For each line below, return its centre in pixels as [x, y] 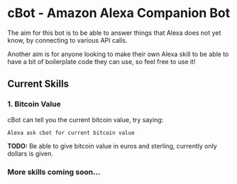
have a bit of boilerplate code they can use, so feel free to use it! [101, 61]
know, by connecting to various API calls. [67, 40]
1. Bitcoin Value [34, 104]
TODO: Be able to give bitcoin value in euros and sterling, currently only [112, 146]
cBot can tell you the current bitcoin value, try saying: [86, 119]
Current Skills [38, 84]
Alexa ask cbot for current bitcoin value [71, 133]
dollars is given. [30, 153]
